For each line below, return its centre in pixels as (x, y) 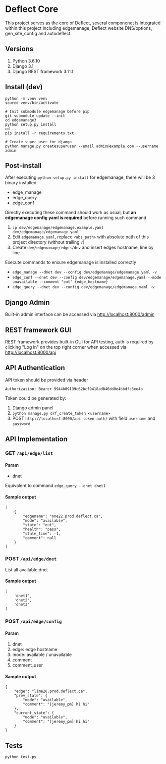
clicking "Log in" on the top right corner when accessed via (66, 347)
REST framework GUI (38, 330)
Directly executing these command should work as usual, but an (71, 213)
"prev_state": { (31, 696)
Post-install (24, 165)
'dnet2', (23, 600)
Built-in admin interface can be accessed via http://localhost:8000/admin (80, 314)
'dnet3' (22, 605)
